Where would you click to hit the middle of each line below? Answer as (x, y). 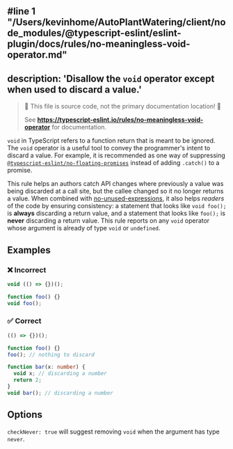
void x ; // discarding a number (61, 374)
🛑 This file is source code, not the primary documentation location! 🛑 (122, 107)
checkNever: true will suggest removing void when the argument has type (114, 432)
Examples (29, 250)
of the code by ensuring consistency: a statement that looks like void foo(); (117, 206)
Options (25, 415)
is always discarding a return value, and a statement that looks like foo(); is (116, 213)
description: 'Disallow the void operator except (111, 78)
